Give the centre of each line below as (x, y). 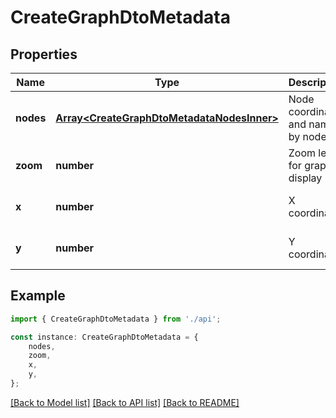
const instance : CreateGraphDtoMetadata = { (104, 337)
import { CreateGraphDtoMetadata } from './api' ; (116, 319)
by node (307, 136)
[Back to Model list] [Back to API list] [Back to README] (125, 402)
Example (38, 296)
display (305, 178)
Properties (44, 54)
